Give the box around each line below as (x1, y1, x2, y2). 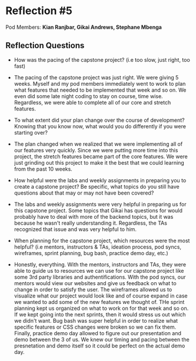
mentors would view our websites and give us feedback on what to (14, 279, 177, 286)
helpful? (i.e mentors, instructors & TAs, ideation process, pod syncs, (14, 243, 182, 250)
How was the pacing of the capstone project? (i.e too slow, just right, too (14, 56, 191, 63)
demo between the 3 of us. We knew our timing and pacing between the (14, 336, 190, 343)
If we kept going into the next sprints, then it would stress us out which (14, 310, 186, 318)
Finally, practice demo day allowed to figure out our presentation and (14, 329, 182, 336)
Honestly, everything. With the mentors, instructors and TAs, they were (14, 260, 187, 268)
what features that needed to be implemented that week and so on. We (14, 86, 187, 93)
